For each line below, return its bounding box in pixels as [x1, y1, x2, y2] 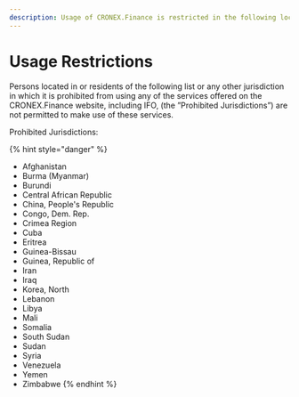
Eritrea [21, 237, 47, 247]
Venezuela [21, 360, 61, 370]
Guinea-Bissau [21, 246, 77, 256]
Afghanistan [21, 161, 67, 172]
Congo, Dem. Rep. [21, 208, 90, 219]
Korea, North [21, 284, 69, 295]
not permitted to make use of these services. [9, 109, 174, 120]
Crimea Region [21, 217, 77, 228]
